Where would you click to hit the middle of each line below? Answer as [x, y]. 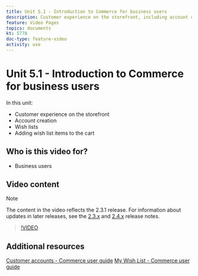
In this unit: [20, 103]
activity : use [24, 45]
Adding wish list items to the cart [55, 133]
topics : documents [29, 28]
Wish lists [26, 126]
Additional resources [45, 246]
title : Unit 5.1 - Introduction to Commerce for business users [87, 12]
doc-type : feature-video [37, 39]
